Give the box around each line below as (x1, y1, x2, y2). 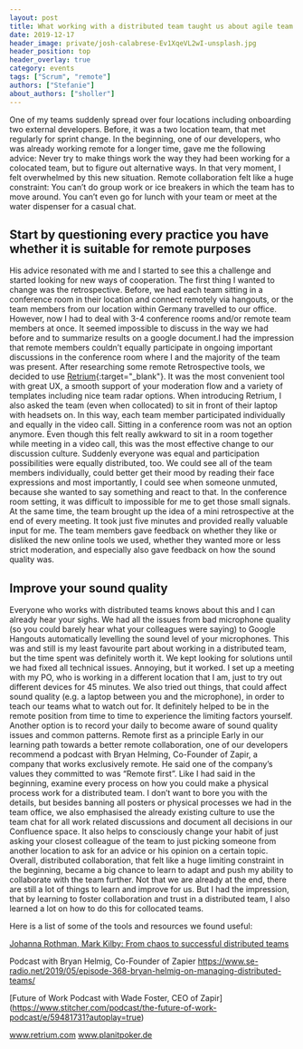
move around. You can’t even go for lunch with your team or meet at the (9, 191, 278, 202)
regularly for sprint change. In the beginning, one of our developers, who (9, 133, 281, 144)
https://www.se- (197, 956, 260, 966)
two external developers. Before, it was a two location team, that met (9, 123, 266, 134)
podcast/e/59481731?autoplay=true (9, 1012, 142, 1023)
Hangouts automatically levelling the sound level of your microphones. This (9, 634, 289, 645)
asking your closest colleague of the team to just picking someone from (9, 836, 277, 847)
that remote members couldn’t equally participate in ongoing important (9, 342, 273, 354)
